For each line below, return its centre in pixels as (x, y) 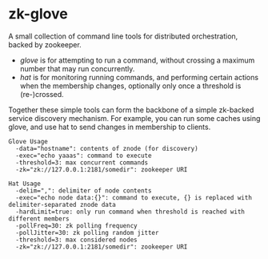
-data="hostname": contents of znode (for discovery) (107, 148)
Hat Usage (25, 184)
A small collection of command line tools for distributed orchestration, (123, 36)
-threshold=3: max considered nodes (76, 240)
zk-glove (38, 14)
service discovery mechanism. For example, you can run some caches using (134, 118)
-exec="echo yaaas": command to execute (84, 156)
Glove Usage (28, 141)
